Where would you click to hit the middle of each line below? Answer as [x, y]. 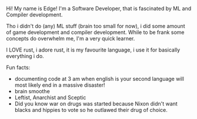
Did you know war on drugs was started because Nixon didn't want [96, 104]
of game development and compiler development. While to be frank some [95, 32]
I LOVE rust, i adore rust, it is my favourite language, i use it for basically [93, 50]
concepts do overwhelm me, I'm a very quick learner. [71, 38]
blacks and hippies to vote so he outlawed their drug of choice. [91, 110]
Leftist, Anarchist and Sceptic [50, 97]
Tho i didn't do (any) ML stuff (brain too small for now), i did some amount [96, 26]
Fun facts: [18, 67]
